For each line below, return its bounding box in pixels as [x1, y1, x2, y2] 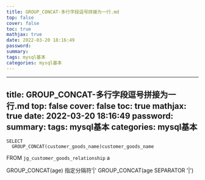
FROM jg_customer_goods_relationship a [6, 154, 110, 162]
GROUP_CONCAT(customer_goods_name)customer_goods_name [12, 144, 154, 150]
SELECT [6, 138, 23, 145]
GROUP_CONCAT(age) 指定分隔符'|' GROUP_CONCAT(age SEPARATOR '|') [6, 167, 194, 174]
